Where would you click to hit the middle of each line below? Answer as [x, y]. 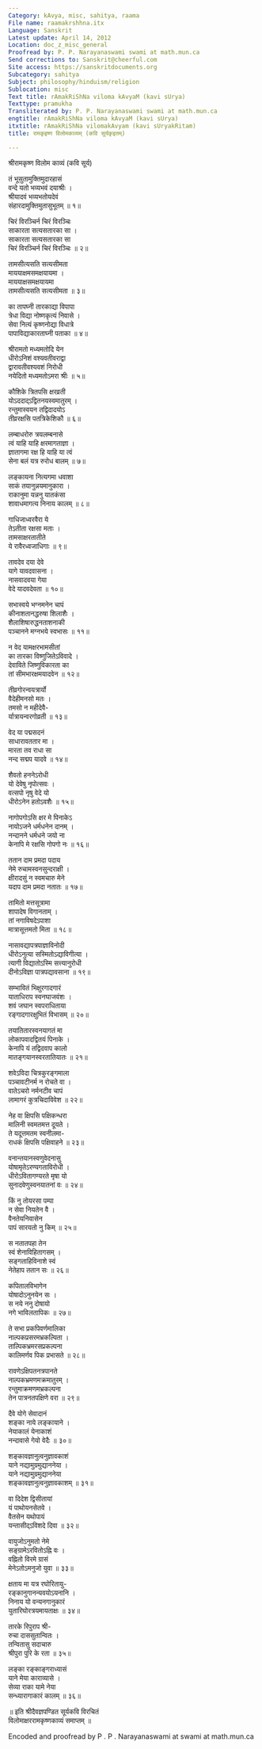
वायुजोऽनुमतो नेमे [29, 1541]
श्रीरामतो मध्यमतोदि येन [36, 349]
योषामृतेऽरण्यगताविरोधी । [39, 1167]
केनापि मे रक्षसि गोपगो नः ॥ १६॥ [49, 844]
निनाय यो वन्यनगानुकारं [37, 1602]
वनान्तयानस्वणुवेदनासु [34, 1158]
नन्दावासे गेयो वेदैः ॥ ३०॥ [40, 1440]
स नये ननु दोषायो [29, 1303]
